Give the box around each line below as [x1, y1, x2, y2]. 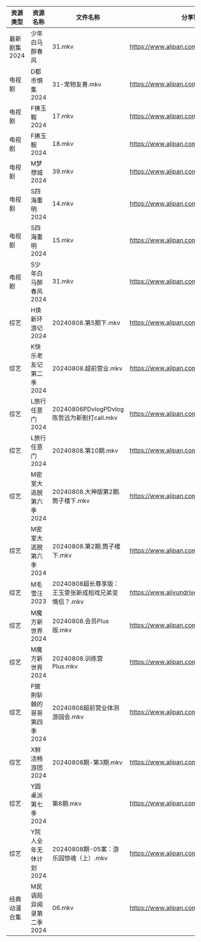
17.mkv [52, 112, 74, 120]
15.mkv [52, 236, 74, 244]
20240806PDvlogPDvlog [52, 405, 124, 413]
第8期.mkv [52, 800, 82, 807]
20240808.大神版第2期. [52, 487, 121, 496]
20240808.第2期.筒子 [52, 542, 115, 550]
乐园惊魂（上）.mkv [52, 854, 108, 862]
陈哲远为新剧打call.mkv [52, 414, 118, 422]
